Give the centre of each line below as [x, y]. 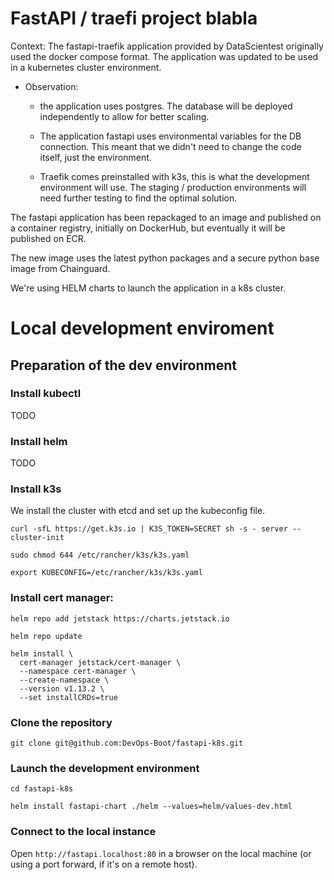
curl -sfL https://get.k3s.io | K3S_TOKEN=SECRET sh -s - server [149, 529]
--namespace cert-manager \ [78, 671]
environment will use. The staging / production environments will [173, 187]
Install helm [39, 441]
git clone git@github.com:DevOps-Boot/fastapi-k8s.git [127, 743]
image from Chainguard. [60, 268]
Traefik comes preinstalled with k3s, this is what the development [174, 176]
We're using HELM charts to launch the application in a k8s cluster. [148, 288]
